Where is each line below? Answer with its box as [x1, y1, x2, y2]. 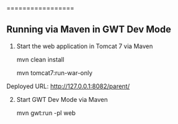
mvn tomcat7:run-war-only [16, 68, 93, 76]
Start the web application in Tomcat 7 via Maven [16, 42, 153, 50]
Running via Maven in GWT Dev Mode [6, 23, 171, 35]
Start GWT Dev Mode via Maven [16, 95, 108, 103]
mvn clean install [16, 55, 65, 63]
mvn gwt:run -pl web [16, 108, 76, 117]
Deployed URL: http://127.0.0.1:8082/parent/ [6, 82, 130, 90]
